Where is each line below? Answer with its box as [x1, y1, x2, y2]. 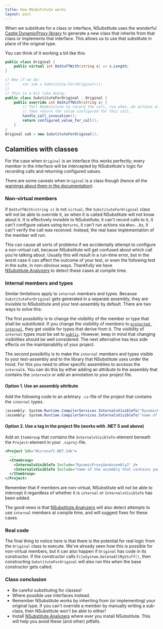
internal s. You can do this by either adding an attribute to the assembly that [5, 366, 158, 372]
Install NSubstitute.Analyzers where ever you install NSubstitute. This [12, 613, 150, 619]
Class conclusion [5, 576, 47, 583]
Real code [5, 527, 29, 534]
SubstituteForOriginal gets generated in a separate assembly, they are [5, 296, 148, 302]
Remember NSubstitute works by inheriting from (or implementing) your [12, 597, 156, 603]
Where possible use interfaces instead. [12, 592, 91, 598]
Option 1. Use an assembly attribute [5, 383, 79, 389]
